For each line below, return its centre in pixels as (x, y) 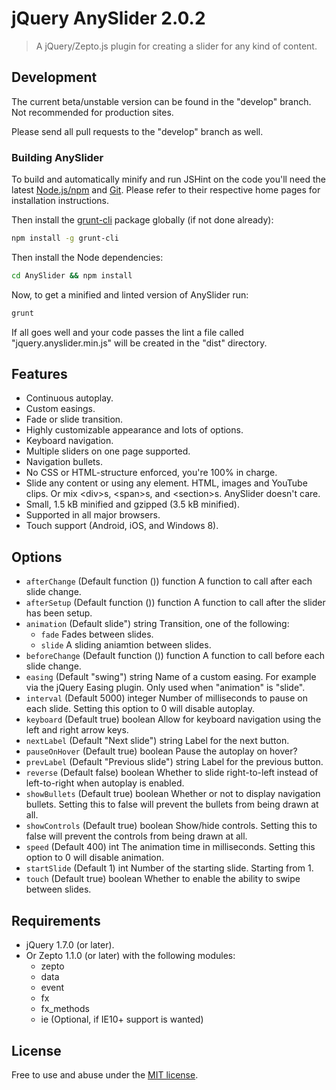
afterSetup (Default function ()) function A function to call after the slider (175, 603)
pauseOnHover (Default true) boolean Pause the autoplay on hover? (161, 751)
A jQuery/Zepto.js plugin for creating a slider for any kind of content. (176, 46)
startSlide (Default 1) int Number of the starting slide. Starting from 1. (169, 868)
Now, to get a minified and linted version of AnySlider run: (130, 294)
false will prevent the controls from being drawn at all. (136, 836)
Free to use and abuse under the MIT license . (105, 1074)
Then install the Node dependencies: (87, 257)
